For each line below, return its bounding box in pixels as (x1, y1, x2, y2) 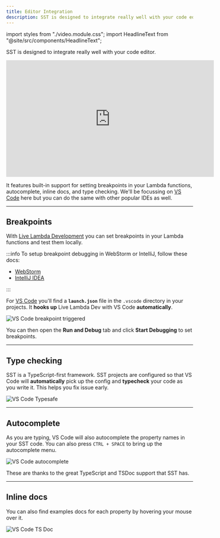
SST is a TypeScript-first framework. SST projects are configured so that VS (6, 372, 192, 379)
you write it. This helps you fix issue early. (6, 384, 109, 391)
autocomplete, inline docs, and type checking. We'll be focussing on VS (6, 188, 182, 195)
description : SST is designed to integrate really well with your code (6, 14, 187, 20)
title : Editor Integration (6, 8, 73, 15)
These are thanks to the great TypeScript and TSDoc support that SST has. (6, 469, 190, 476)
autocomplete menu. (6, 446, 57, 453)
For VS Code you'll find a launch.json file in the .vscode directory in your (6, 297, 184, 305)
